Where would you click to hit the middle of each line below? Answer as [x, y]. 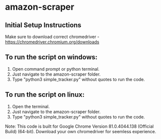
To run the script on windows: [51, 57]
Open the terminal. [31, 106]
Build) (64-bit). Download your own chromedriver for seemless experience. [81, 131]
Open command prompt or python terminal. [56, 69]
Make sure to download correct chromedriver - [52, 37]
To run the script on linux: [45, 95]
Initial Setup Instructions [43, 25]
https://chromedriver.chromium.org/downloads [52, 42]
